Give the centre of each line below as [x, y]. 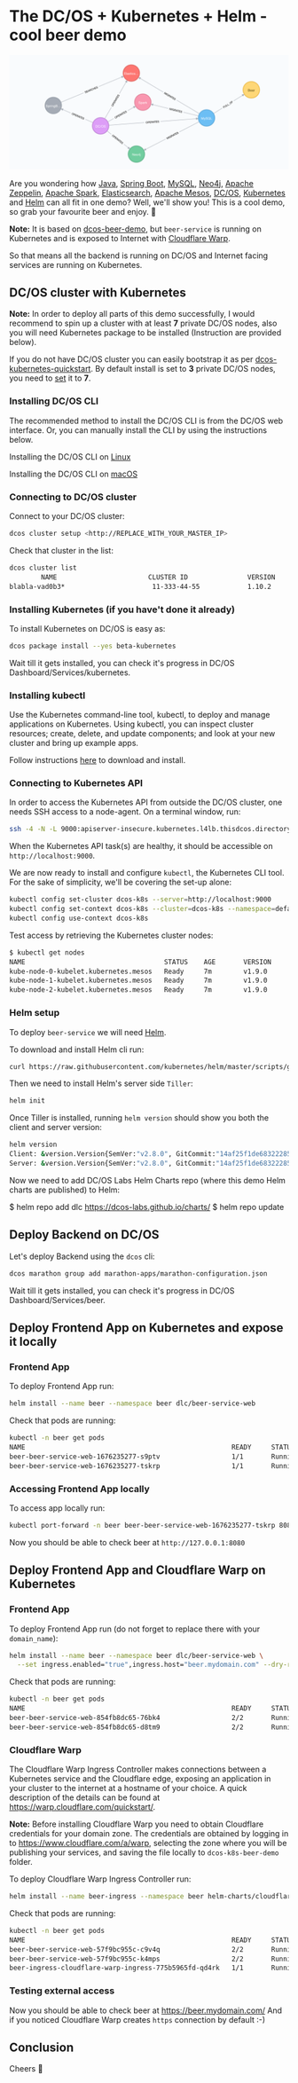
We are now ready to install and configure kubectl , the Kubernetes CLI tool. [147, 873]
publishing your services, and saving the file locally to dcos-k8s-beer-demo [144, 1852]
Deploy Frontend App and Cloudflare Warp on [137, 1571]
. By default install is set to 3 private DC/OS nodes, [183, 369]
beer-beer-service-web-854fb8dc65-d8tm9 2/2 [126, 1727]
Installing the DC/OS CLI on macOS [74, 474]
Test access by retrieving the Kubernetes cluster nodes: [111, 935]
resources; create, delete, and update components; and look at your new [142, 734]
